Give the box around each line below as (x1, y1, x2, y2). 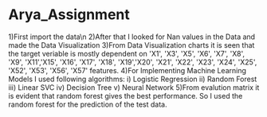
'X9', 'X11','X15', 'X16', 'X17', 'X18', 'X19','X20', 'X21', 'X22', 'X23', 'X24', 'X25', (8, 57, 257, 67)
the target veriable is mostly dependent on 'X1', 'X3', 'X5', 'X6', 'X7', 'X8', (8, 49, 245, 58)
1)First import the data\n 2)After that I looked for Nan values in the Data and (8, 32, 256, 41)
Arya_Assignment (8, 6, 130, 24)
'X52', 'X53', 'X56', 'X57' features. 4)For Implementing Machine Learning (8, 65, 247, 75)
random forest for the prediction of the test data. (8, 99, 167, 109)
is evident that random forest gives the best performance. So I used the (8, 91, 243, 100)
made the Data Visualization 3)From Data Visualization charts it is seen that (8, 40, 255, 49)
